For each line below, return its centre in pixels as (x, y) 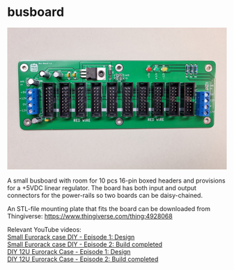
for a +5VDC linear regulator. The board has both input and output (102, 187)
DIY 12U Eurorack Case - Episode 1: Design (69, 251)
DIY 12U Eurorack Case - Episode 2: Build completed (83, 259)
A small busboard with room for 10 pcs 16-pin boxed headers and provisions (116, 180)
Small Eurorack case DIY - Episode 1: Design (71, 237)
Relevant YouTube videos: (44, 229)
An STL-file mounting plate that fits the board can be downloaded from (109, 208)
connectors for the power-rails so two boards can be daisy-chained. (105, 195)
